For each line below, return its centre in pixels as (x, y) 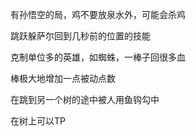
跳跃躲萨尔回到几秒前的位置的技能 (80, 36)
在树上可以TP (38, 121)
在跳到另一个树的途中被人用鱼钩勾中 (85, 99)
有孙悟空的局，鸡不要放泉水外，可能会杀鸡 (98, 14)
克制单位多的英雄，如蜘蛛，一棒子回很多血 (98, 57)
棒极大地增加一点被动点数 (63, 78)
